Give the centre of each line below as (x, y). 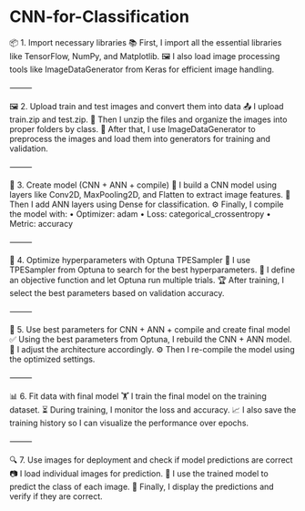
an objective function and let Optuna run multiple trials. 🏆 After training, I (147, 280)
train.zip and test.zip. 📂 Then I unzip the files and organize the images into (148, 119)
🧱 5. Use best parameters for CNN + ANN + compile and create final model (150, 329)
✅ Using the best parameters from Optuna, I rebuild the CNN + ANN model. (151, 339)
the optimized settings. (52, 359)
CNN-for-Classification (99, 17)
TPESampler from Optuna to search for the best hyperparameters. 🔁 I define (152, 270)
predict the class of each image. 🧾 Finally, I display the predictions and (142, 486)
